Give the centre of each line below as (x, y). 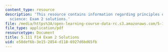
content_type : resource (30, 10)
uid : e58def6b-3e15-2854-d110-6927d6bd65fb (51, 42)
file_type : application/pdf (34, 28)
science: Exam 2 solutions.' (40, 19)
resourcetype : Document (30, 33)
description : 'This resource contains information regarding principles (82, 14)
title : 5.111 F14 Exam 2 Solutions (42, 38)
